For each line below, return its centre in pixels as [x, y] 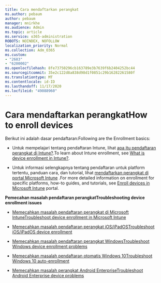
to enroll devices [39, 125]
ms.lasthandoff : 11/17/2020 [33, 86]
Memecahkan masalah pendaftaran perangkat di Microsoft [70, 212]
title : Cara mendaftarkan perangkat [42, 9]
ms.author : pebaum [23, 14]
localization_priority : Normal [37, 46]
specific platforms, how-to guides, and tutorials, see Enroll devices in [81, 183]
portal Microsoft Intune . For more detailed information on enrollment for [83, 178]
